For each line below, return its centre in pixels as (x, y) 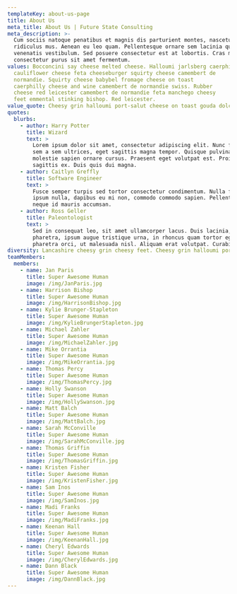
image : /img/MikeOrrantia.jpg (70, 362)
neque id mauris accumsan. (72, 205)
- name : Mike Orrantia (53, 349)
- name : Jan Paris (47, 270)
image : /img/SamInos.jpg (62, 500)
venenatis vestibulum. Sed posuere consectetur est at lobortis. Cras (120, 54)
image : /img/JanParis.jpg (64, 284)
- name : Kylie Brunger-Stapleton (69, 310)
